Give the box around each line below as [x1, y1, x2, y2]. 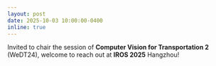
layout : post [7, 10, 46, 18]
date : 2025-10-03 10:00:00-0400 [7, 17, 103, 24]
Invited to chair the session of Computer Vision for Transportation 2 [7, 43, 210, 52]
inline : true [7, 23, 46, 31]
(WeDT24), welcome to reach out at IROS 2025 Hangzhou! [7, 50, 180, 59]
